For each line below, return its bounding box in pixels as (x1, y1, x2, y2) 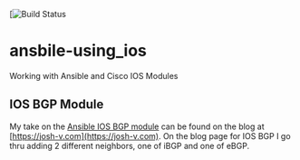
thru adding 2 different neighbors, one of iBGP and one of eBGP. (9, 140, 250, 151)
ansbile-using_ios (9, 41, 148, 61)
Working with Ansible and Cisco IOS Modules (9, 70, 179, 81)
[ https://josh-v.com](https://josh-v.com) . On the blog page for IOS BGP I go (9, 130, 292, 141)
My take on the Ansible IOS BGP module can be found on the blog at (9, 121, 265, 132)
